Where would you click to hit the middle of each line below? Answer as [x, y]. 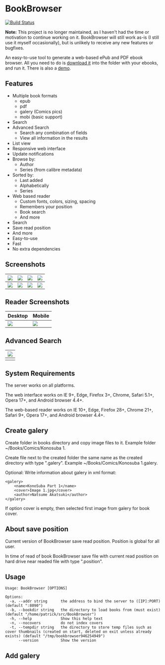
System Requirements [40, 373]
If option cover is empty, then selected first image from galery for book [78, 508]
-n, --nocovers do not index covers [56, 623]
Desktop [18, 316]
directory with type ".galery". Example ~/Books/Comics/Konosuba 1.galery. [82, 463]
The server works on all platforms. [40, 385]
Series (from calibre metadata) [51, 169]
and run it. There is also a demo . [38, 68]
